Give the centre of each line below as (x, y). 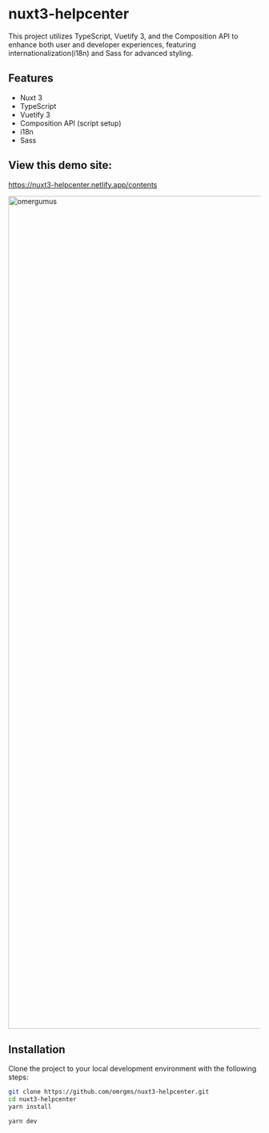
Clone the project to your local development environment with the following (132, 1069)
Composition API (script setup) (70, 123)
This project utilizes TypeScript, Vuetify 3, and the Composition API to (123, 36)
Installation (37, 1049)
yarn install (30, 1107)
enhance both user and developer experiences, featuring (102, 44)
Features (31, 78)
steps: (18, 1077)
